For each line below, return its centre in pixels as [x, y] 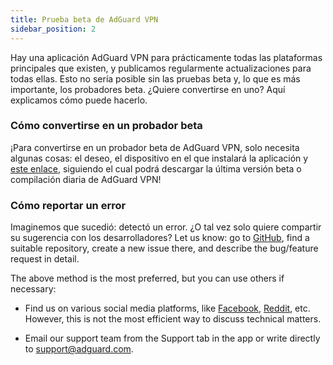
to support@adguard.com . [79, 349]
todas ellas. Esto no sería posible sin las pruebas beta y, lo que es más [155, 78]
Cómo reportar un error [68, 205]
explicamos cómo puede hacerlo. [79, 100]
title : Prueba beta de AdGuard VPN [84, 19]
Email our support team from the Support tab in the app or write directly [172, 338]
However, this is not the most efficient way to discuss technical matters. [173, 319]
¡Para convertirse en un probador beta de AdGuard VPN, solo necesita [155, 147]
